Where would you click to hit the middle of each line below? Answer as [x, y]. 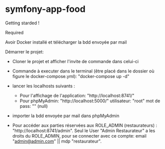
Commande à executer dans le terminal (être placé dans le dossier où [83, 71]
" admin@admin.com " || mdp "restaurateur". [57, 141]
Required [14, 32]
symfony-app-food [45, 9]
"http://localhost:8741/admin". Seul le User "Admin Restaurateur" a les [83, 131]
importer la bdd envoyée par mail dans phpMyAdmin [66, 116]
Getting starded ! [22, 23]
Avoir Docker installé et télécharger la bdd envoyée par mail [66, 42]
